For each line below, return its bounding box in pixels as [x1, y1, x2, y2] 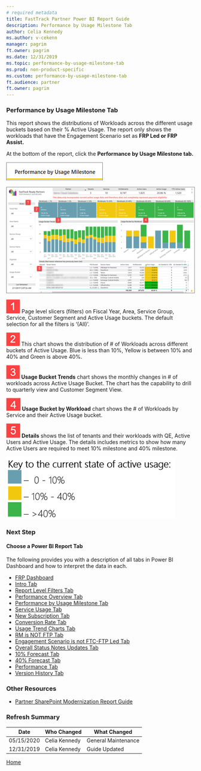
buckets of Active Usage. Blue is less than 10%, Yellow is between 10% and [6, 346, 193, 353]
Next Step [6, 528, 36, 536]
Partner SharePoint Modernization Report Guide [14, 698, 133, 705]
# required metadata [6, 10, 58, 16]
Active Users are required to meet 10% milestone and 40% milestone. [6, 445, 178, 452]
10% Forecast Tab [14, 651, 60, 658]
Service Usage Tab [14, 606, 62, 613]
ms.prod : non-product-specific [6, 66, 84, 72]
